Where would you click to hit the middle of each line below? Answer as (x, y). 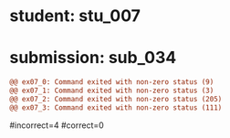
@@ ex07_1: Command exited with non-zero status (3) (112, 90)
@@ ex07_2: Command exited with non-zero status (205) (116, 99)
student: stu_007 (75, 16)
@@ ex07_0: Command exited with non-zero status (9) (112, 82)
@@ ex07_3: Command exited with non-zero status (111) (116, 107)
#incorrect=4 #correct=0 (57, 125)
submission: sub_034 (93, 58)
